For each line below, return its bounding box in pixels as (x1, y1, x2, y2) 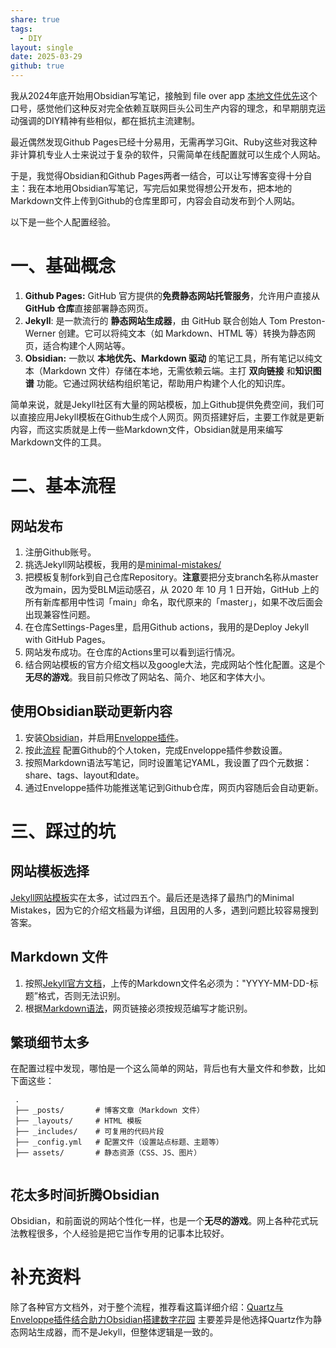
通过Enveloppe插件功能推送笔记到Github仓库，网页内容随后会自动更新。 (24, 781, 324, 793)
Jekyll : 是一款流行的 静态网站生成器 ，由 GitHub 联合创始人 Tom (24, 314, 288, 326)
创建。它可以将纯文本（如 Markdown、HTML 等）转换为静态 (58, 327, 307, 339)
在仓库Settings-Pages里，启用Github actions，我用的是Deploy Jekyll (24, 621, 310, 633)
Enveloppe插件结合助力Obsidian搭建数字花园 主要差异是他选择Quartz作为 (10, 1314, 314, 1326)
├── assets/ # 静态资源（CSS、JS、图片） (14, 1148, 202, 1158)
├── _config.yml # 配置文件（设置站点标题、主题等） (14, 1137, 224, 1148)
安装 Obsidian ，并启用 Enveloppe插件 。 (24, 731, 185, 743)
